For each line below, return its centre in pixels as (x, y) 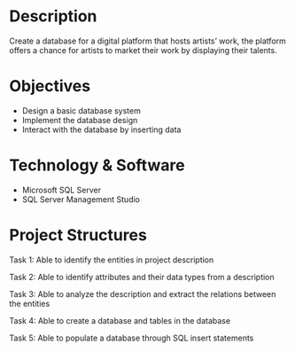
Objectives (50, 86)
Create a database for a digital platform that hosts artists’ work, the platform (147, 41)
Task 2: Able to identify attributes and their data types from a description (142, 277)
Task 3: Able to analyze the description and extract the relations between (143, 293)
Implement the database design (80, 120)
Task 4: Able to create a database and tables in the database (120, 320)
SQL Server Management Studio (81, 199)
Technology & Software (97, 165)
